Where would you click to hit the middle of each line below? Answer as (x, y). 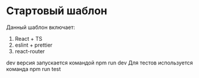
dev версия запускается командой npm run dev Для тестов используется (99, 63)
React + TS (29, 38)
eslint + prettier (33, 45)
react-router (30, 51)
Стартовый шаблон (57, 11)
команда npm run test (34, 69)
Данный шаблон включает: (41, 27)
